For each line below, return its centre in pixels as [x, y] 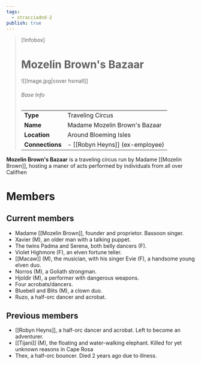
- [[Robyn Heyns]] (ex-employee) [116, 144]
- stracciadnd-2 [32, 17]
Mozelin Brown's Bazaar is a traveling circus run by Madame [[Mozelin [94, 159]
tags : [13, 12]
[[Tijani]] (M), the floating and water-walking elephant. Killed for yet [98, 343]
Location [37, 135]
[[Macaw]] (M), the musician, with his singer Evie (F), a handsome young [105, 259]
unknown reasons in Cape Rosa [54, 349]
